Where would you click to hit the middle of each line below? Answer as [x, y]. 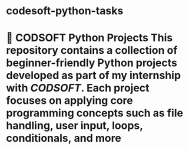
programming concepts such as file [95, 113]
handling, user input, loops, [74, 126]
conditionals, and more [64, 138]
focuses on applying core [70, 101]
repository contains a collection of [92, 50]
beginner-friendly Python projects [92, 63]
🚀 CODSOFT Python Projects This [89, 38]
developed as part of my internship [94, 76]
